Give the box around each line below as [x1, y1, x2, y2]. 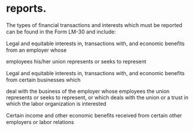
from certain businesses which [6, 76, 81, 83]
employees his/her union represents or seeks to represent [6, 58, 147, 65]
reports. [6, 2, 47, 15]
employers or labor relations [6, 118, 75, 125]
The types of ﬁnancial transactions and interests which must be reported [6, 21, 182, 28]
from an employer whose [6, 46, 67, 53]
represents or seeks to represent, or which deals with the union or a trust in [6, 93, 189, 101]
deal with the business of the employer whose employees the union [6, 88, 170, 95]
